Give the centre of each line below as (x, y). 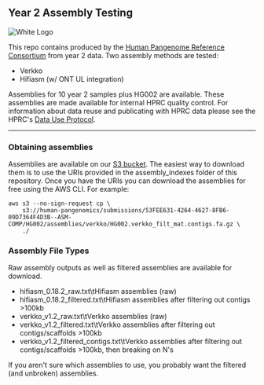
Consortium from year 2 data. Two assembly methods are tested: (114, 55)
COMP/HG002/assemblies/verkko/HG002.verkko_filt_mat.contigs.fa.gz (121, 224)
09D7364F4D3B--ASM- (40, 218)
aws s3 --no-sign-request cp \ (59, 203)
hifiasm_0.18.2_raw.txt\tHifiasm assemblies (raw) (98, 291)
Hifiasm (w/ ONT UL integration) (71, 79)
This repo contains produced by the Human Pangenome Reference (117, 47)
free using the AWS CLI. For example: (69, 189)
